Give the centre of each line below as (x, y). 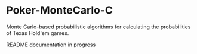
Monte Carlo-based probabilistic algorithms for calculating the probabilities (98, 27)
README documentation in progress (51, 45)
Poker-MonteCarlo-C (60, 10)
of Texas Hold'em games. (38, 33)
